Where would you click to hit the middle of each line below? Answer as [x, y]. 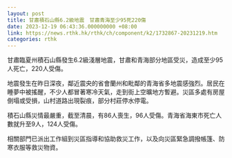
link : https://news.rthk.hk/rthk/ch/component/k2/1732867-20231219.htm [112, 33]
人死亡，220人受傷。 [37, 69]
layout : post [26, 14]
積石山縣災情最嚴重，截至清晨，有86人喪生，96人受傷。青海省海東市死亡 [112, 116]
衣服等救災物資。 [37, 148]
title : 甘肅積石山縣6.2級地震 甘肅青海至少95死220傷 [77, 20]
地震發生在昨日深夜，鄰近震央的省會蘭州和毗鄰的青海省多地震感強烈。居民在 [116, 83]
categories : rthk [32, 39]
